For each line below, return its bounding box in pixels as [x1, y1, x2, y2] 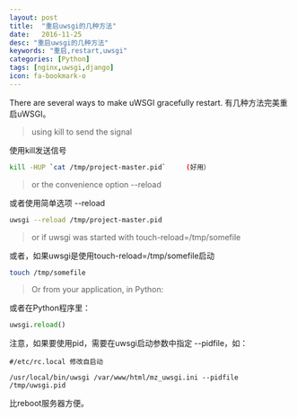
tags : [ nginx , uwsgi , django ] [9, 64, 115, 73]
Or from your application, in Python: [31, 284, 164, 295]
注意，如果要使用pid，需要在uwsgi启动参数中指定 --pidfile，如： [9, 338, 249, 349]
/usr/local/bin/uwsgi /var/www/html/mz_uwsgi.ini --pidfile [9, 373, 240, 382]
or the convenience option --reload [31, 178, 162, 189]
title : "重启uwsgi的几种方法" [9, 22, 117, 30]
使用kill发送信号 [9, 144, 67, 155]
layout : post [9, 13, 58, 22]
